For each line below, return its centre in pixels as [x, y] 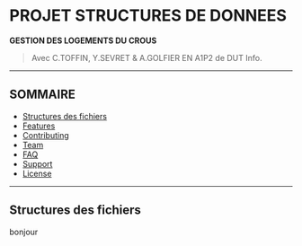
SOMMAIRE [43, 95]
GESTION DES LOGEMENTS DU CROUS [83, 40]
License [37, 173]
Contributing [45, 135]
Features [39, 126]
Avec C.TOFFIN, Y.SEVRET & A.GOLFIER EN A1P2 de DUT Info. [147, 57]
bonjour [24, 232]
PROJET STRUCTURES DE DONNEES [148, 16]
